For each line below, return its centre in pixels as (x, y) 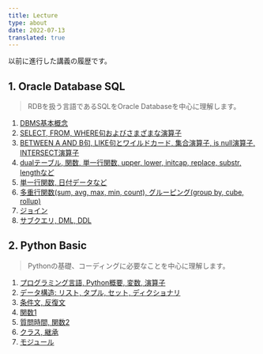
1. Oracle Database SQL (67, 87)
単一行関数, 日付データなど (63, 183)
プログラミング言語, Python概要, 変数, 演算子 (92, 282)
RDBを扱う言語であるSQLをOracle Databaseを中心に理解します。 (134, 107)
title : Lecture (33, 15)
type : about (28, 23)
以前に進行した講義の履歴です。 (60, 61)
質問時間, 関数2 (45, 322)
